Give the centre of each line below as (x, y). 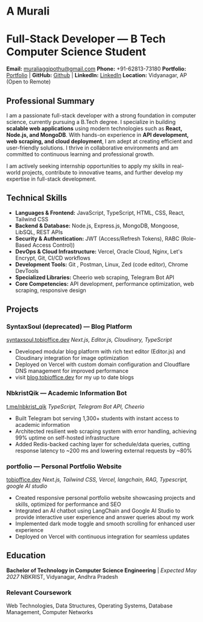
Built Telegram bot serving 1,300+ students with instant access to (97, 418)
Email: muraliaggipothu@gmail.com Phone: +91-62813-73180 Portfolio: (96, 69)
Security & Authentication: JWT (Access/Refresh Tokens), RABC (97, 238)
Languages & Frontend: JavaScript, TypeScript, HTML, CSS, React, (100, 213)
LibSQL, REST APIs (39, 232)
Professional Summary (50, 101)
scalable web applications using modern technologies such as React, (94, 128)
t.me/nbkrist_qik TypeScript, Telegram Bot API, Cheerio (75, 406)
